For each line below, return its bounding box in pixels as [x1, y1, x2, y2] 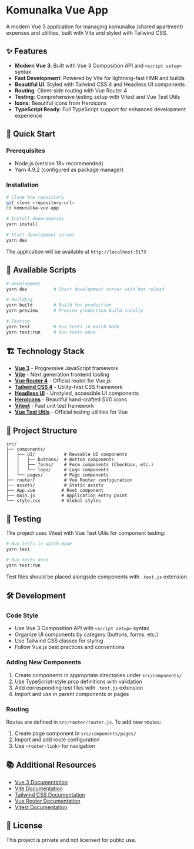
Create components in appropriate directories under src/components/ [14, 671, 182, 678]
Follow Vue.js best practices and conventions [14, 644, 125, 651]
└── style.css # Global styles [6, 498, 101, 504]
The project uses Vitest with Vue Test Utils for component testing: [6, 530, 166, 537]
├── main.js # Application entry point [6, 492, 128, 499]
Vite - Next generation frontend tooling [14, 371, 110, 378]
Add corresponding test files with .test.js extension [14, 684, 143, 691]
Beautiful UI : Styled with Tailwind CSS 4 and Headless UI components [14, 81, 185, 88]
